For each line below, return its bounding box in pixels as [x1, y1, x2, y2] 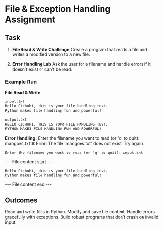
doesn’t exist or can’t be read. [12, 66, 72, 72]
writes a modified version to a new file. [12, 51, 90, 57]
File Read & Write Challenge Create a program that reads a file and [12, 47, 147, 52]
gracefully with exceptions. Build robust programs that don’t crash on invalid [5, 214, 159, 220]
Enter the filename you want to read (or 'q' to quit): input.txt [5, 150, 143, 155]
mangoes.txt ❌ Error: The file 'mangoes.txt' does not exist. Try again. [5, 140, 144, 146]
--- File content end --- [5, 181, 52, 187]
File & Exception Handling [5, 3, 111, 15]
